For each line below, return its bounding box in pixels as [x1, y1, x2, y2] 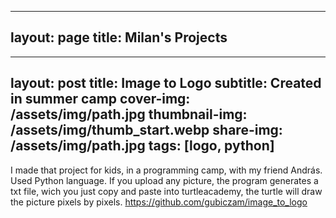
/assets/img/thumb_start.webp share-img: [10, 122, 283, 139]
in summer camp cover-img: [10, 91, 191, 108]
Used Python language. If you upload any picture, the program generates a [10, 174, 319, 186]
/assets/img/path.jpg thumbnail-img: [10, 106, 248, 123]
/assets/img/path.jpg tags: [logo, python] [10, 137, 275, 155]
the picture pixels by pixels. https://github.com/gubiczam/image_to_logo [10, 196, 308, 208]
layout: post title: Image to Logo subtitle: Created [10, 75, 322, 92]
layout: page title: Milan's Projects [10, 29, 228, 46]
